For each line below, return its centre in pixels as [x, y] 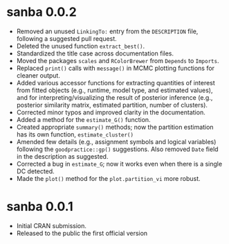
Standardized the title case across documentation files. [95, 53]
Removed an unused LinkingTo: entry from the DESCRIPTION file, [107, 31]
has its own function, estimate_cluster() [75, 134]
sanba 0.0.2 [42, 12]
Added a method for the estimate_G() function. [83, 119]
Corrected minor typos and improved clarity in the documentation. [111, 112]
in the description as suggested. [62, 156]
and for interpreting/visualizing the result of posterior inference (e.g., [114, 97]
